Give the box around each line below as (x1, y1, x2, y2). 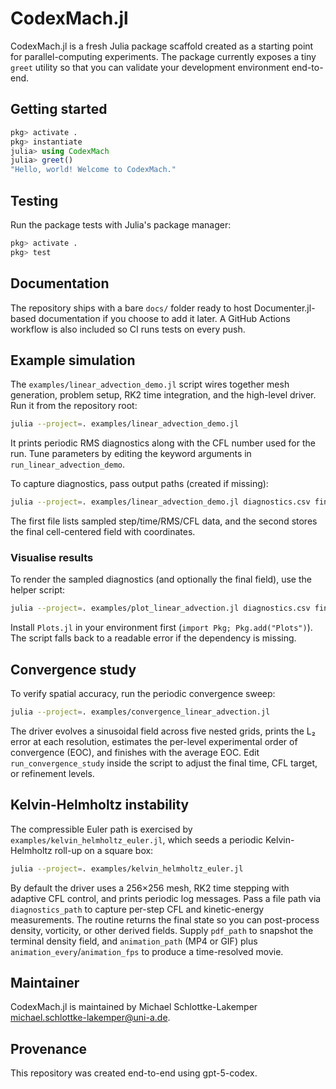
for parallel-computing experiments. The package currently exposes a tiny (10, 50, 317, 62)
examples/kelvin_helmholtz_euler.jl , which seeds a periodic (10, 833, 264, 846)
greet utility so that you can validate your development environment (10, 61, 290, 73)
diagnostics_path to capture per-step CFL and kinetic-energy (10, 903, 265, 915)
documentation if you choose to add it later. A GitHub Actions (38, 312, 291, 324)
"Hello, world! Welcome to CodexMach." (10, 165, 177, 175)
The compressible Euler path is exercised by (10, 823, 193, 835)
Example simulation (10, 352, 136, 369)
